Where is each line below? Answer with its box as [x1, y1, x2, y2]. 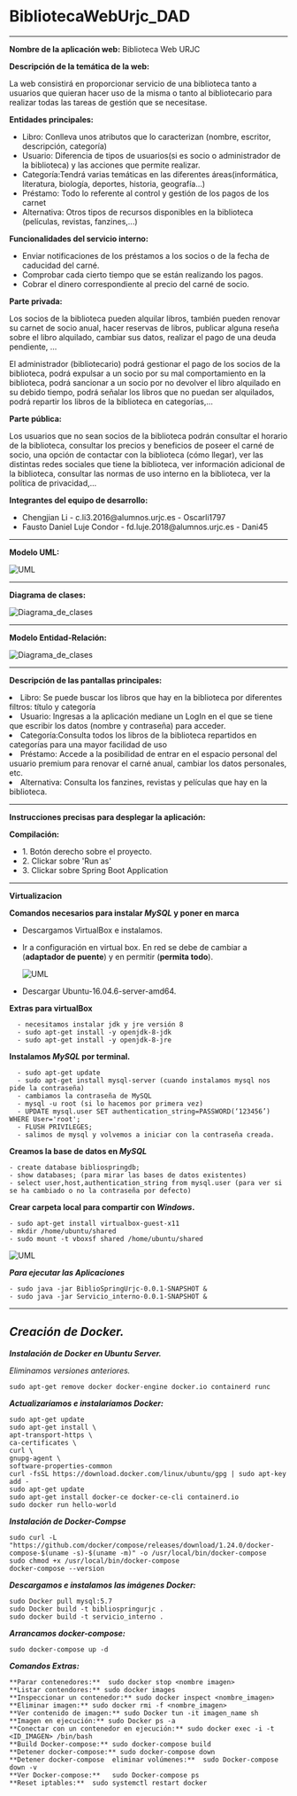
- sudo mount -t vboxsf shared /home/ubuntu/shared [9, 1234, 203, 1243]
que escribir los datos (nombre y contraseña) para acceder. [9, 720, 226, 730]
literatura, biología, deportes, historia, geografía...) [21, 178, 206, 189]
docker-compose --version [9, 1564, 104, 1573]
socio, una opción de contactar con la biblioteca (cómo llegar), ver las [9, 449, 263, 460]
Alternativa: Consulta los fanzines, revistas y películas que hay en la [20, 777, 268, 787]
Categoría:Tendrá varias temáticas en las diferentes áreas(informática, [21, 168, 278, 179]
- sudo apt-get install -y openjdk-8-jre [17, 1035, 172, 1044]
